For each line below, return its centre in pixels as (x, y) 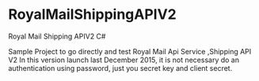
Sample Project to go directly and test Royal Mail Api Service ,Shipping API (130, 51)
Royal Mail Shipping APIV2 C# (57, 36)
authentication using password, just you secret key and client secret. (120, 68)
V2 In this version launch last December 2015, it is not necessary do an (124, 60)
